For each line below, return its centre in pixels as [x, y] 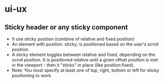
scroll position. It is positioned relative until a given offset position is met [85, 60]
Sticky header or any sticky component [66, 27]
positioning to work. [32, 75]
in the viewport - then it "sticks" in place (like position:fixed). [73, 65]
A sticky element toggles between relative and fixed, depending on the [83, 55]
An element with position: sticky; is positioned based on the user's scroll [85, 44]
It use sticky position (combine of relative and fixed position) [73, 39]
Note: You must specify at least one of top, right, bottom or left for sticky [85, 70]
